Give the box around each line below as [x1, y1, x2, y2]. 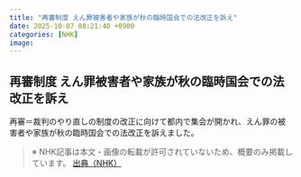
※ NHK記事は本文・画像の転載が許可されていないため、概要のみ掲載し [31, 146, 293, 157]
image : [9, 38, 34, 48]
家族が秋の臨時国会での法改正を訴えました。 [32, 128, 199, 138]
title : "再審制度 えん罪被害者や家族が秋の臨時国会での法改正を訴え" [9, 13, 238, 22]
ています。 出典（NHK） [31, 158, 122, 169]
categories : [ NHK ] [9, 30, 78, 39]
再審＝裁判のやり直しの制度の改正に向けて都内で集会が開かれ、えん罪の [9, 116, 278, 127]
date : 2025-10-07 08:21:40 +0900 [9, 22, 135, 31]
